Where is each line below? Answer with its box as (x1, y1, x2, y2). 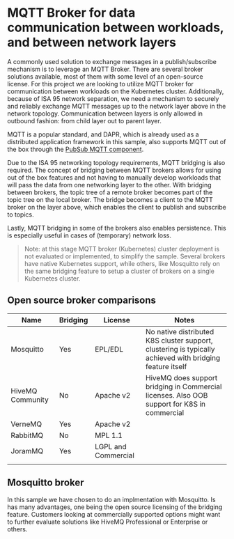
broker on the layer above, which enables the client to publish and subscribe (7, 203, 226, 211)
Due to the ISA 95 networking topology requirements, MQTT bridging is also (7, 158, 226, 166)
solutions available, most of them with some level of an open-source (7, 72, 203, 81)
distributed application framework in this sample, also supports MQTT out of (7, 137, 226, 146)
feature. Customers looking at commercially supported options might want (7, 510, 221, 518)
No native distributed (145, 327, 214, 336)
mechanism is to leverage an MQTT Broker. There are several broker (7, 65, 203, 73)
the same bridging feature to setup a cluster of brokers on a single (24, 267, 214, 275)
